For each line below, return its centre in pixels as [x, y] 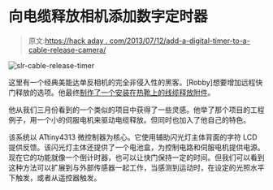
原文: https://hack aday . [68, 41]
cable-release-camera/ [67, 50]
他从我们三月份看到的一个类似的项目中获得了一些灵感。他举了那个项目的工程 [136, 110]
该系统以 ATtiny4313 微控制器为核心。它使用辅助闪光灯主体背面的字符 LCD [133, 137]
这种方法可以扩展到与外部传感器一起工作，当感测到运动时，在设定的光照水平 [136, 167]
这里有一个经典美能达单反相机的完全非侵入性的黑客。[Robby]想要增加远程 [132, 82]
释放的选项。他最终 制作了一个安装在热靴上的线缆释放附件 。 [115, 92]
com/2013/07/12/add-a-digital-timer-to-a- [180, 41]
